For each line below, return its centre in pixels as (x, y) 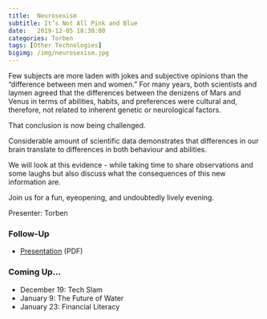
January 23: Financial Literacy (70, 306)
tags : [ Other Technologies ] (55, 46)
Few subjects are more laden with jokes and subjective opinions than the (128, 76)
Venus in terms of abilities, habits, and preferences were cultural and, (123, 101)
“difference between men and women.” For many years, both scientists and (133, 84)
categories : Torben (41, 38)
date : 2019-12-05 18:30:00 (57, 30)
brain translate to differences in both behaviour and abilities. (107, 149)
